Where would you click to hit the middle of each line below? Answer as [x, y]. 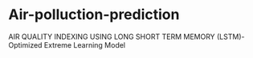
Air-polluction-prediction [94, 15]
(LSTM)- [231, 37]
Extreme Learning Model [85, 44]
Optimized [25, 44]
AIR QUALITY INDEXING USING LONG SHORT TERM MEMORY [112, 37]
